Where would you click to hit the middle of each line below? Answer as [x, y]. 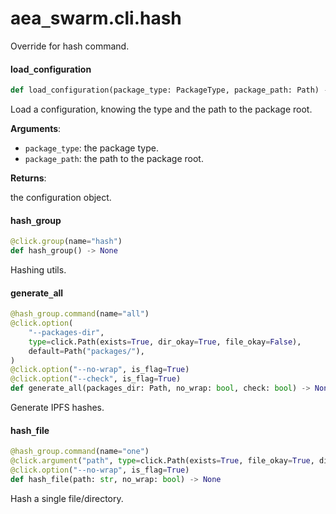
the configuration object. [61, 198]
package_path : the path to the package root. [114, 159]
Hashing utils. [38, 269]
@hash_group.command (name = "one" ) [80, 452]
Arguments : [36, 129]
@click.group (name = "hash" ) [66, 242]
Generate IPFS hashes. [57, 408]
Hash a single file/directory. [67, 498]
